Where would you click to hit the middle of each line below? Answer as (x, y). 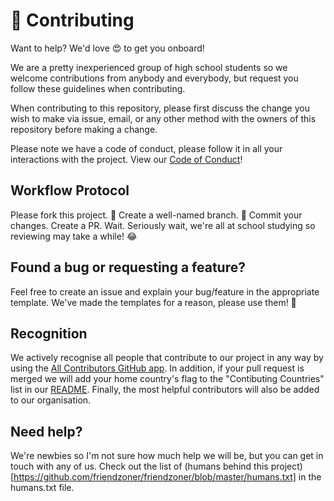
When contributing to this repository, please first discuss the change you (160, 108)
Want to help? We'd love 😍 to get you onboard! (107, 48)
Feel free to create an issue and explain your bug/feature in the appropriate (165, 291)
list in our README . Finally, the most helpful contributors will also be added (165, 390)
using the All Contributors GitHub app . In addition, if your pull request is (157, 368)
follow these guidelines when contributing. (98, 88)
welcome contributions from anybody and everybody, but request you (154, 78)
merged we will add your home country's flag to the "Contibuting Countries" (167, 379)
